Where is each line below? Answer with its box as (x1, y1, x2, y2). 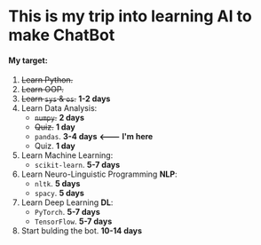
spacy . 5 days (34, 188, 85, 199)
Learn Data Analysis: (20, 103, 98, 114)
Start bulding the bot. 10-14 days (20, 225, 143, 236)
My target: (8, 55, 48, 66)
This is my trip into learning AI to (8, 6, 252, 27)
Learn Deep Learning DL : (20, 197, 114, 208)
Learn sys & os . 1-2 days (20, 93, 111, 104)
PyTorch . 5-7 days (34, 207, 101, 217)
